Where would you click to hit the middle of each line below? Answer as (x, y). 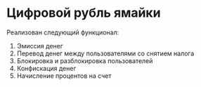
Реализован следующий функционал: (63, 32)
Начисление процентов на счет (64, 76)
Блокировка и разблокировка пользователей (85, 60)
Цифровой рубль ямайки (84, 13)
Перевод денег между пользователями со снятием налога (105, 53)
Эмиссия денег (40, 46)
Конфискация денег (46, 68)
